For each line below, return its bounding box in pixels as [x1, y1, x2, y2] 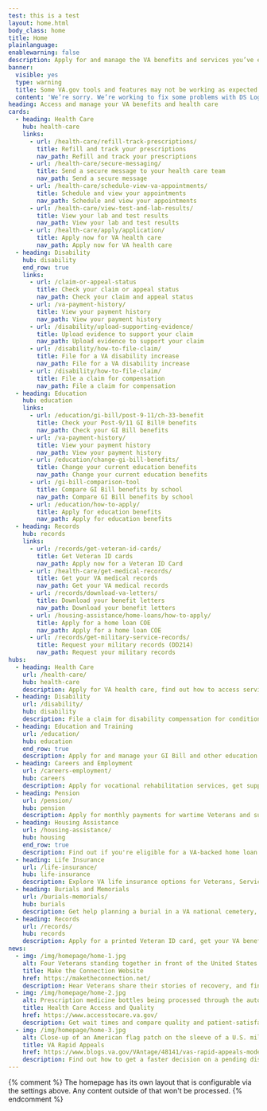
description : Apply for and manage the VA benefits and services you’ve [8, 57, 254, 65]
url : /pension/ [22, 796, 73, 804]
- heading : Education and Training [15, 722, 133, 730]
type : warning [15, 78, 62, 86]
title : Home [8, 33, 48, 42]
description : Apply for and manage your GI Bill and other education [22, 752, 258, 761]
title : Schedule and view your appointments [37, 189, 187, 198]
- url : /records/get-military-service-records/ [29, 634, 191, 642]
